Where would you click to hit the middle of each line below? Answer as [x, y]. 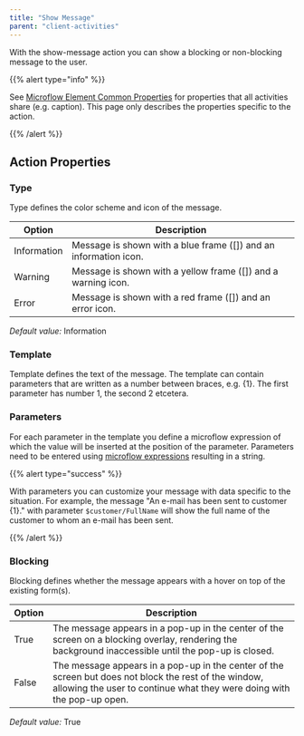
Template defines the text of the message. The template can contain [137, 374]
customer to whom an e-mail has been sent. [91, 520]
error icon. [94, 309]
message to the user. [48, 62]
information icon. [108, 257]
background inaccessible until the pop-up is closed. [163, 651]
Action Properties [60, 162]
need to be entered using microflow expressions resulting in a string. [138, 456]
